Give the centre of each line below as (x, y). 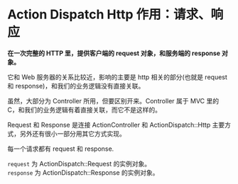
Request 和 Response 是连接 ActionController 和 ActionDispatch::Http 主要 (116, 125)
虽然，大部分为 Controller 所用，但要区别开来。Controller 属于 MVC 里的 (113, 100)
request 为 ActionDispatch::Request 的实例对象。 (79, 163)
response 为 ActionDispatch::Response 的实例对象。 (83, 172)
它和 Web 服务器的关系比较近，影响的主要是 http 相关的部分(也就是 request (117, 77)
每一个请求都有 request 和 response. (61, 149)
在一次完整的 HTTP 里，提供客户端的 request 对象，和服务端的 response (114, 53)
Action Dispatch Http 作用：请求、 (109, 15)
